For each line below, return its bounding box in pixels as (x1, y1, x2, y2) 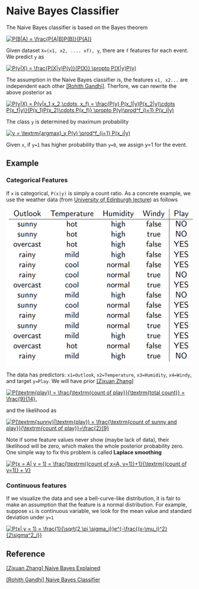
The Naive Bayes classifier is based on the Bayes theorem (6, 24, 148, 31)
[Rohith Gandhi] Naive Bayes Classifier (6, 576, 101, 583)
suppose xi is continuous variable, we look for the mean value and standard (6, 508, 192, 515)
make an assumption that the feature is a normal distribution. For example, (6, 501, 188, 508)
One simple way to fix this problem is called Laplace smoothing (6, 448, 162, 455)
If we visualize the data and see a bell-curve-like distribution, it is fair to (6, 495, 181, 502)
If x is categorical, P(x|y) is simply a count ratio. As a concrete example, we (6, 189, 191, 197)
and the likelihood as (6, 407, 57, 414)
